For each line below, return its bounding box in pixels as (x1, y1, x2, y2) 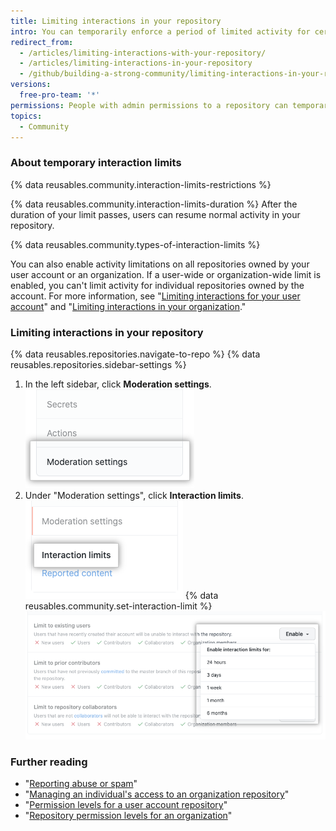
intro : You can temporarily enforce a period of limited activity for (10, 26, 311, 37)
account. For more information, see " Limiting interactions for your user (10, 290, 301, 302)
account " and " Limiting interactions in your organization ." (10, 300, 247, 312)
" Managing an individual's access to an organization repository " (24, 788, 290, 800)
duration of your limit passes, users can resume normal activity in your (10, 208, 301, 220)
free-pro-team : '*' (19, 90, 101, 100)
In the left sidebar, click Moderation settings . (24, 378, 212, 390)
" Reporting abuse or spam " (24, 778, 138, 789)
